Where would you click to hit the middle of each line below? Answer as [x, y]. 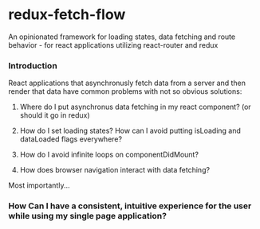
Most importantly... [39, 185]
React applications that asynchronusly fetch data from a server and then [127, 83]
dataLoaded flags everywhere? [71, 139]
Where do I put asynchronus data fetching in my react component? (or [135, 107]
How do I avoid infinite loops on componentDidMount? [109, 155]
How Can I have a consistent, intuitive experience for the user [130, 206]
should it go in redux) [55, 115]
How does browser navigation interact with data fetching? [114, 170]
